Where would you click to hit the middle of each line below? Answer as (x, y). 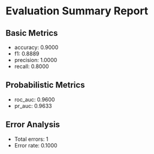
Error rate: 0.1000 (36, 145)
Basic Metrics (32, 33)
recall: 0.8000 (31, 66)
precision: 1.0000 (36, 60)
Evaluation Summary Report (77, 11)
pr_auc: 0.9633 (33, 106)
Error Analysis (33, 124)
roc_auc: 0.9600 (34, 99)
